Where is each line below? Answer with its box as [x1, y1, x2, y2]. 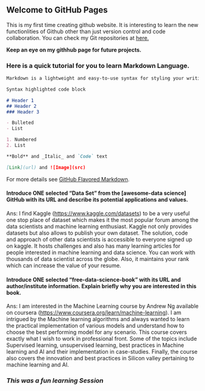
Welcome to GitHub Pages [6, 5, 108, 15]
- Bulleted [6, 120, 34, 126]
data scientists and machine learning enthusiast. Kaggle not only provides [6, 222, 192, 230]
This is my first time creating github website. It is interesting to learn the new [6, 21, 199, 28]
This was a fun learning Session [6, 376, 104, 385]
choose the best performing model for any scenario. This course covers [6, 328, 187, 336]
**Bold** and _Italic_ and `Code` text [6, 153, 108, 159]
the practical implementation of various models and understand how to [6, 322, 185, 330]
